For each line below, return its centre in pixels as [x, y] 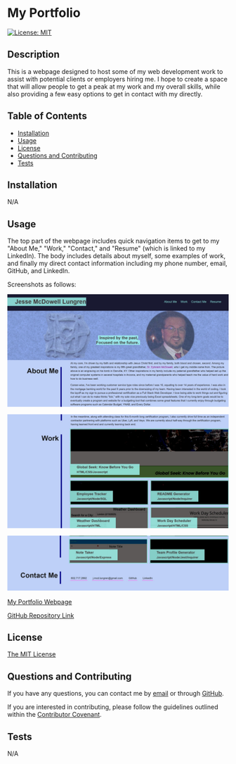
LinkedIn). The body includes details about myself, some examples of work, [117, 256]
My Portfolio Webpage [40, 601]
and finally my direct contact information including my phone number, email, [117, 263]
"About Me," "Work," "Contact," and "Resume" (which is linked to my [106, 248]
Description [33, 55]
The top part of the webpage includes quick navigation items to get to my [113, 241]
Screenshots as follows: [42, 285]
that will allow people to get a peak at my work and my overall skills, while [114, 87]
